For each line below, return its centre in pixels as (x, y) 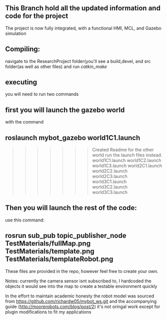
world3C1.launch (109, 181)
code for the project (37, 16)
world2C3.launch (110, 176)
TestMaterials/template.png (50, 251)
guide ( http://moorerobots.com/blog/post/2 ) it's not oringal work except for (83, 306)
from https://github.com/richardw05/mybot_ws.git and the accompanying (81, 301)
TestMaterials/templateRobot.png (59, 259)
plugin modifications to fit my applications (48, 311)
